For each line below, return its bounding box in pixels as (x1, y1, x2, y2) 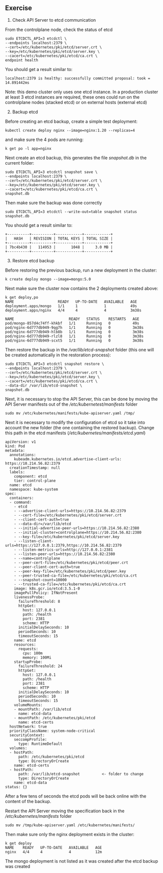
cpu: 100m (23, 651, 43, 656)
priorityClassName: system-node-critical (9, 728, 96, 733)
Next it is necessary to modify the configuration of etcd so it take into (5, 419, 145, 425)
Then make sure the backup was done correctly (5, 200, 102, 206)
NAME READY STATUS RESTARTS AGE (5, 316, 139, 321)
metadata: (5, 448, 26, 453)
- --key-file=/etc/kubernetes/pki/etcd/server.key (14, 534, 120, 539)
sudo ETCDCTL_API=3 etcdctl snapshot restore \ (5, 361, 105, 366)
